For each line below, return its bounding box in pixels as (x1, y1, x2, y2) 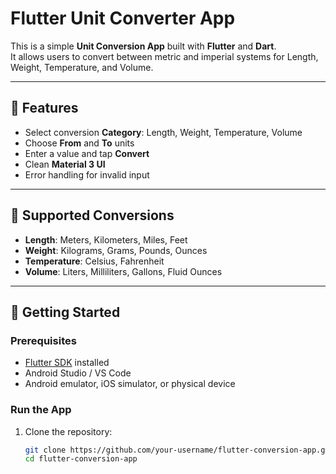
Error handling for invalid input (24, 168, 150, 181)
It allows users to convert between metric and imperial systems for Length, (10, 50, 319, 62)
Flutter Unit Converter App (10, 7, 236, 30)
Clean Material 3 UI (24, 158, 106, 170)
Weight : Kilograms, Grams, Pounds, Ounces (24, 244, 208, 256)
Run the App (10, 403, 72, 417)
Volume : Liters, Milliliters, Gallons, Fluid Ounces (24, 265, 223, 277)
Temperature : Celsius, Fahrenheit (24, 255, 165, 267)
